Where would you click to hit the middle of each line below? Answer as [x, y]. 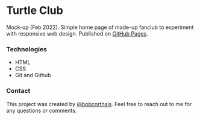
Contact [18, 91]
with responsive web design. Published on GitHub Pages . [77, 33]
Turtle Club [35, 11]
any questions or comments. [42, 110]
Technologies [27, 49]
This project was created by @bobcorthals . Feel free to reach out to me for [99, 104]
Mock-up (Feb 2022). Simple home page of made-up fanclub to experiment [100, 27]
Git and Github [33, 75]
